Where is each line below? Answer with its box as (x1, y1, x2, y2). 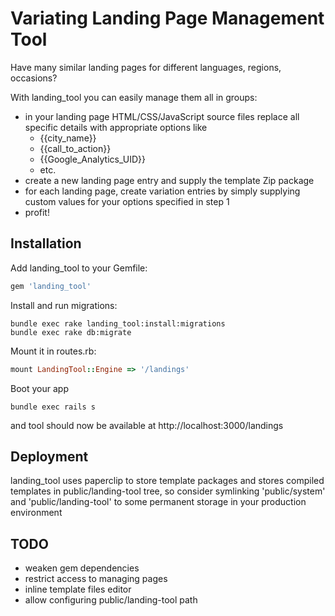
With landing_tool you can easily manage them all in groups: (10, 91, 258, 103)
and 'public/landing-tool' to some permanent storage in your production (10, 496, 307, 508)
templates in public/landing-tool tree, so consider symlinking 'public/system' (10, 485, 326, 497)
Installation (10, 235, 82, 252)
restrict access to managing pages (24, 573, 168, 585)
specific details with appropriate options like (24, 121, 208, 133)
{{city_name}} (39, 132, 97, 144)
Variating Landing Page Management (10, 7, 325, 30)
